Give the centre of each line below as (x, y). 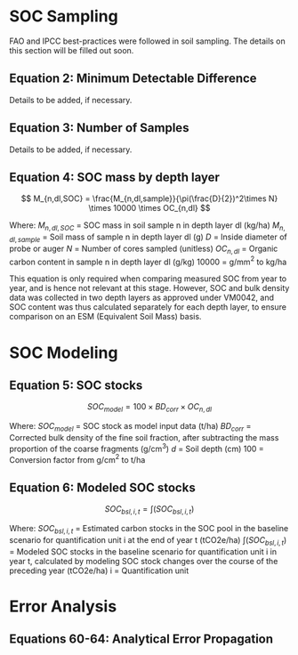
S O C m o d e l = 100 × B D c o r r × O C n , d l (149, 408)
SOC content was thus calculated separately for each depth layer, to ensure (148, 307)
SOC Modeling (64, 352)
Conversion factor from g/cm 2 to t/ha (77, 458)
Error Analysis (63, 606)
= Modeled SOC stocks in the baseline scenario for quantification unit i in (143, 551)
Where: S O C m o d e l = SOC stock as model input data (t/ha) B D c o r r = (130, 427)
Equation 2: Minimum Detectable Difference (133, 79)
